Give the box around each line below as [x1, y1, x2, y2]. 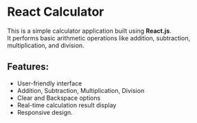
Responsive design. [16, 108, 73, 116]
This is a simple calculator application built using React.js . [7, 27, 172, 35]
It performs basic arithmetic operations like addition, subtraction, [7, 33, 191, 42]
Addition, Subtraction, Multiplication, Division [16, 86, 145, 94]
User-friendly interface [16, 79, 82, 87]
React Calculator [7, 4, 104, 20]
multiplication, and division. [7, 41, 84, 49]
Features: [7, 61, 49, 72]
